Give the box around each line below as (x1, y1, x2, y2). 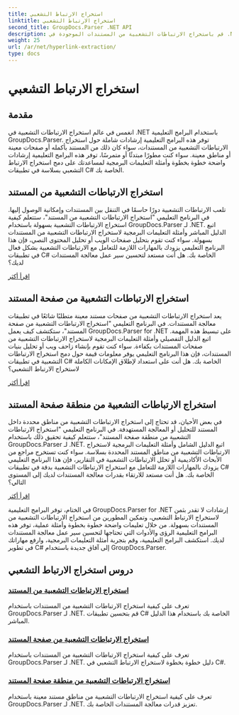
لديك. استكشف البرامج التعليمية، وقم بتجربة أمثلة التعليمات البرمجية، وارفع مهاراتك (8, 536, 225, 544)
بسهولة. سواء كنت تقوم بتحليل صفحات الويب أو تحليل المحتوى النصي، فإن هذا (8, 235, 213, 244)
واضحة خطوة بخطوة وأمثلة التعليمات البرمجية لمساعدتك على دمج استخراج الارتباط (8, 158, 226, 166)
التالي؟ (8, 478, 27, 487)
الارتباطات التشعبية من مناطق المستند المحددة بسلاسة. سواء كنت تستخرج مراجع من (8, 447, 230, 456)
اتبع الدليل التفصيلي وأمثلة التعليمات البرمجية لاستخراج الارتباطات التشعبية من (8, 334, 211, 342)
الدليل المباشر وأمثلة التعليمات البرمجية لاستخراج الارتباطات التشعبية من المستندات (8, 228, 226, 236)
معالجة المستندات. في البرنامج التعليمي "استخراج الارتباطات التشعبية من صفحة (8, 319, 216, 327)
